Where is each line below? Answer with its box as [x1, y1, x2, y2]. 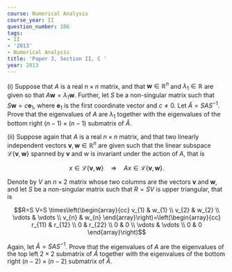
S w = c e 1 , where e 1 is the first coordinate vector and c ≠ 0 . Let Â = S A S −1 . [7, 100, 220, 111]
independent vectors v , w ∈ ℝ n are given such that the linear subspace [7, 140, 211, 149]
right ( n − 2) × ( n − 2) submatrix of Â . [7, 257, 113, 266]
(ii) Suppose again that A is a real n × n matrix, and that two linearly [7, 133, 199, 141]
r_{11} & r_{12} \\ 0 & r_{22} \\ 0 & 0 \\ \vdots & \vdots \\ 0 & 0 [31, 220, 203, 229]
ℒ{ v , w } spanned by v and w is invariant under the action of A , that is [7, 149, 205, 158]
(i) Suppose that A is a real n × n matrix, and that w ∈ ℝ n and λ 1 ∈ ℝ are [7, 80, 214, 92]
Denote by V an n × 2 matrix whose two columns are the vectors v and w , [7, 178, 217, 186]
